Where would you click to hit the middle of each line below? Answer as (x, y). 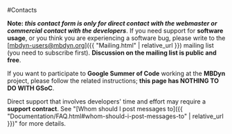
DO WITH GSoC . (31, 88)
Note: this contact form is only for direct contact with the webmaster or (112, 23)
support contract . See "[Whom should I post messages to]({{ (95, 109)
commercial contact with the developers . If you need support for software (115, 31)
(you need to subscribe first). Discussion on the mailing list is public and (112, 52)
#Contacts (22, 10)
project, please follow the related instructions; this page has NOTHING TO (113, 81)
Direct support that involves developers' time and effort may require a (107, 102)
